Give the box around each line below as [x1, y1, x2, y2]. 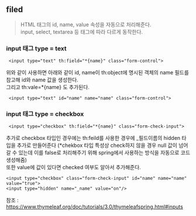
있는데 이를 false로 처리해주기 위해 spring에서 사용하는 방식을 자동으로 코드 [18, 149, 191, 156]
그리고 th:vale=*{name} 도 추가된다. [6, 84, 90, 91]
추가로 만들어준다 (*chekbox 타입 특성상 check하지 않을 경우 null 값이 [16, 142, 177, 149]
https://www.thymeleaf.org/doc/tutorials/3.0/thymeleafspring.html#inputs [6, 203, 183, 210]
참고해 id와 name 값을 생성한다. [6, 76, 79, 84]
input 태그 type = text [6, 44, 67, 52]
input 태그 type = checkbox [6, 110, 84, 118]
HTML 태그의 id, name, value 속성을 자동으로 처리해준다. [20, 20, 152, 28]
